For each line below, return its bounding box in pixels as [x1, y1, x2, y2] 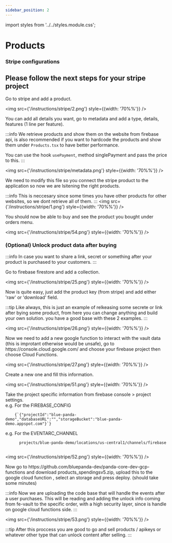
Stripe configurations [5, 58, 60, 65]
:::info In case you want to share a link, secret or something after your [5, 253, 152, 260]
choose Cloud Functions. [5, 351, 58, 357]
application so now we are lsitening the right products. [5, 183, 121, 189]
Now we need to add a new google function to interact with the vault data [5, 335, 161, 341]
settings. [5, 396, 24, 403]
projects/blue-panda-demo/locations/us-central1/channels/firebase [18, 440, 167, 445]
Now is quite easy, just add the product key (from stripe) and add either [5, 288, 157, 295]
